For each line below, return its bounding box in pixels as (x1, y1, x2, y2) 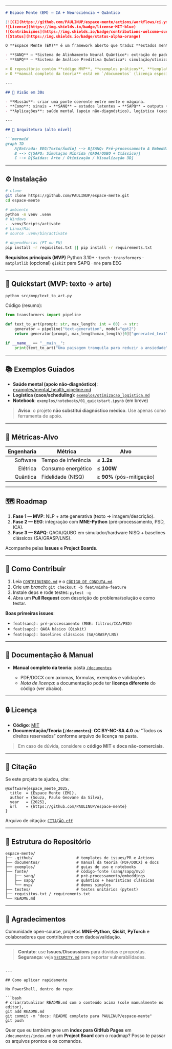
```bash (5, 996, 22, 1001)
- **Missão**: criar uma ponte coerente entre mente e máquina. (5, 99, 145, 104)
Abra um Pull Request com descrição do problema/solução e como (12, 594, 155, 601)
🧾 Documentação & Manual (5, 651, 94, 660)
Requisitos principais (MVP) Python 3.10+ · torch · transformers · (5, 254, 144, 260)
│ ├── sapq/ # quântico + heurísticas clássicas (5, 878, 155, 883)
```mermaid (5, 136, 29, 141)
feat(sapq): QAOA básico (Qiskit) (12, 626, 87, 631)
